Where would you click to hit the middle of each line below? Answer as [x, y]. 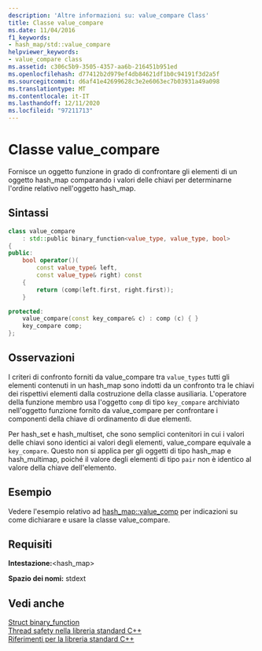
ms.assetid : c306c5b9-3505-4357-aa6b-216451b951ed [93, 67]
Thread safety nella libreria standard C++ [75, 631]
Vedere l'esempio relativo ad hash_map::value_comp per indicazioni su [123, 511]
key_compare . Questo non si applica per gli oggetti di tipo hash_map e [120, 451]
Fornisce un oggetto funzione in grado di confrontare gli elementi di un [123, 171]
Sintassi [28, 213]
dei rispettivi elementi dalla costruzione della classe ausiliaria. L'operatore [127, 393]
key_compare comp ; [52, 326]
